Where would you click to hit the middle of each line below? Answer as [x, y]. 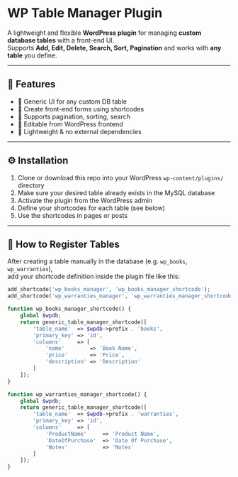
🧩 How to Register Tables [64, 244]
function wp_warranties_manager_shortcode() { [77, 394]
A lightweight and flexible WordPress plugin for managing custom [104, 33]
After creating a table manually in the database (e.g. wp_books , [97, 261]
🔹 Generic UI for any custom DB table [72, 102]
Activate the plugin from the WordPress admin [85, 200]
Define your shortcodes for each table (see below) [91, 208]
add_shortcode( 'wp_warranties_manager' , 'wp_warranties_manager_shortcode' [121, 296]
